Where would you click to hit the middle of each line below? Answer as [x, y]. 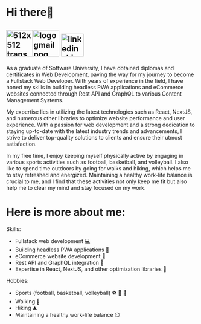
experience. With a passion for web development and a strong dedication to [101, 125]
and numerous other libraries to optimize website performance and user [96, 118]
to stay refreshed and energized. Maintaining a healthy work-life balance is [99, 175]
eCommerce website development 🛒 [60, 256]
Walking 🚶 [27, 301]
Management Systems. [35, 100]
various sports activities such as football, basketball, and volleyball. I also [97, 162]
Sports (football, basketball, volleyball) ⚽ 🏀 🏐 [71, 293]
